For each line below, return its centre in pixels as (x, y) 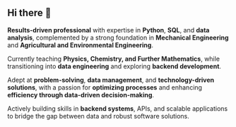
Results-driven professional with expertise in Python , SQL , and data (108, 30)
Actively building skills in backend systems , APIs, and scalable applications (118, 108)
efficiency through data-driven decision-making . (81, 95)
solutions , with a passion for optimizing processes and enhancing (105, 87)
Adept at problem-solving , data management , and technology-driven (111, 80)
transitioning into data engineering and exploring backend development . (114, 66)
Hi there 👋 (29, 13)
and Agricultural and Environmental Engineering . (81, 45)
